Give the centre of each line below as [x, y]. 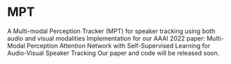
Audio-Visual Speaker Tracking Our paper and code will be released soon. [113, 53]
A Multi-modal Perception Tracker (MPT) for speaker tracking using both [111, 31]
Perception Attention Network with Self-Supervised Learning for [119, 45]
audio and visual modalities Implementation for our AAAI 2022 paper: [106, 38]
